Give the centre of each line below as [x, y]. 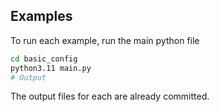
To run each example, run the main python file [105, 40]
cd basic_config [44, 59]
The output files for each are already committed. [110, 96]
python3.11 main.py [51, 68]
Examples [41, 16]
